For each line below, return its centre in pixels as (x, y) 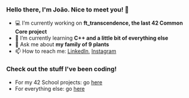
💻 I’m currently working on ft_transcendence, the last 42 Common (99, 23)
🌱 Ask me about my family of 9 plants (62, 44)
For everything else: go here (50, 88)
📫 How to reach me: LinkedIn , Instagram (65, 51)
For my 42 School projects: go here (58, 82)
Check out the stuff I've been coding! (61, 69)
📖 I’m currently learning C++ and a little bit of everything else (91, 38)
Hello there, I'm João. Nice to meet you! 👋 (67, 10)
